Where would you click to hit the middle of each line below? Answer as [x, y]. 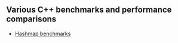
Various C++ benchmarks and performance [89, 10]
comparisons [31, 19]
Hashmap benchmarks [43, 33]
